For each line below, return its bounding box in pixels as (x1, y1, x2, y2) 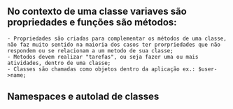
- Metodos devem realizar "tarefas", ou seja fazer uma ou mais (7, 53, 199, 60)
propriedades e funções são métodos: (7, 17, 177, 29)
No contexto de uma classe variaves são (7, 6, 187, 17)
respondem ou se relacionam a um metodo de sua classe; (7, 47, 174, 54)
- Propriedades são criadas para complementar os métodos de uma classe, (7, 35, 227, 42)
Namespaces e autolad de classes (7, 91, 160, 103)
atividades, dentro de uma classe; (7, 59, 111, 66)
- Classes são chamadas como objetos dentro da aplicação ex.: (7, 66, 196, 73)
